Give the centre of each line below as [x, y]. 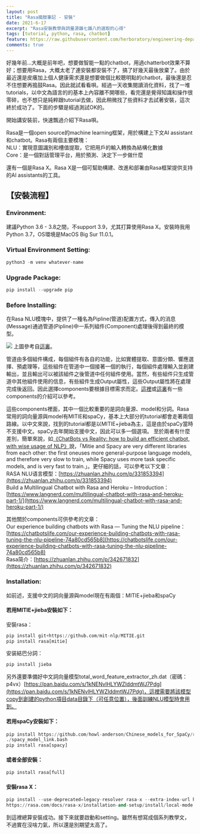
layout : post [22, 12]
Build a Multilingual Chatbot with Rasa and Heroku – [69, 488]
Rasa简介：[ [21, 559]
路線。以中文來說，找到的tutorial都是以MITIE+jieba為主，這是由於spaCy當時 [100, 424]
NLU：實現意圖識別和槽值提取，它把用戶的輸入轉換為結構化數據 [85, 147]
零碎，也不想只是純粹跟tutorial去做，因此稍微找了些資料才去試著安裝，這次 [98, 99]
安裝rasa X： [22, 786]
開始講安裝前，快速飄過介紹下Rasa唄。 [54, 120]
